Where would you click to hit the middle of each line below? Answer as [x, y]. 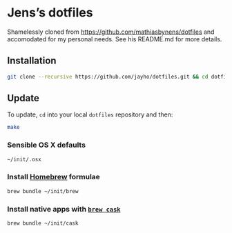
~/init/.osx [24, 159]
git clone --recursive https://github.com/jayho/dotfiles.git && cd [108, 77]
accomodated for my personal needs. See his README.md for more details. [115, 39]
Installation [32, 61]
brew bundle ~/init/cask [43, 223]
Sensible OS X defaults [47, 145]
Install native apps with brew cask [64, 209]
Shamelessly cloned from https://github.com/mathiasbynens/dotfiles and [111, 32]
